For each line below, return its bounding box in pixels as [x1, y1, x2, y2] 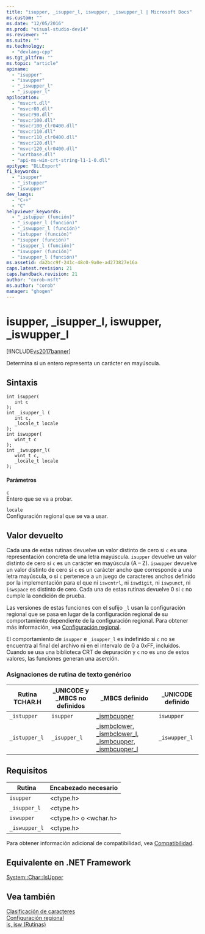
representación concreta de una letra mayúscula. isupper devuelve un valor [6, 553, 196, 561]
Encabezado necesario [49, 784, 118, 792]
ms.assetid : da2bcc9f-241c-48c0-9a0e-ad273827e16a [6, 260, 138, 266]
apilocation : [6, 94, 40, 101]
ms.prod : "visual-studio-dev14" [6, 26, 88, 32]
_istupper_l [9, 734, 45, 741]
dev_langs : [6, 191, 34, 197]
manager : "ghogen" [6, 288, 53, 294]
